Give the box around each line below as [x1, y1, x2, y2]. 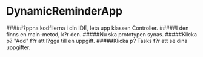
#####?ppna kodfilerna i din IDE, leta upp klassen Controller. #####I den [6, 24, 189, 32]
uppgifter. [6, 44, 31, 51]
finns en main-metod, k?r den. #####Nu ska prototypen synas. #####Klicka [6, 30, 198, 38]
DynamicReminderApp [6, 4, 123, 18]
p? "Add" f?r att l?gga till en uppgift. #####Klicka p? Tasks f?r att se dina [6, 37, 188, 44]
